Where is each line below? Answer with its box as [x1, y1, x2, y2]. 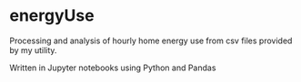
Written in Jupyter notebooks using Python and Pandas [9, 62, 216, 73]
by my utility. [9, 44, 57, 55]
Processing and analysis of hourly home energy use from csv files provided [9, 35, 293, 46]
